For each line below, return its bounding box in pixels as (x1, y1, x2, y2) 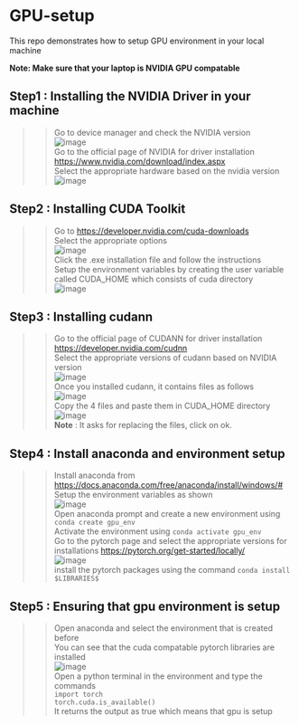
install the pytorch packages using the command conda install (53, 565, 291, 576)
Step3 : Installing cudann (9, 309, 154, 324)
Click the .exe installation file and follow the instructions (53, 254, 262, 265)
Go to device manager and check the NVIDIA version (53, 127, 251, 138)
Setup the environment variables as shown (53, 490, 213, 501)
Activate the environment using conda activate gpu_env (53, 526, 262, 537)
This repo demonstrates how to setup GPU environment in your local (9, 35, 265, 46)
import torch (53, 690, 104, 699)
